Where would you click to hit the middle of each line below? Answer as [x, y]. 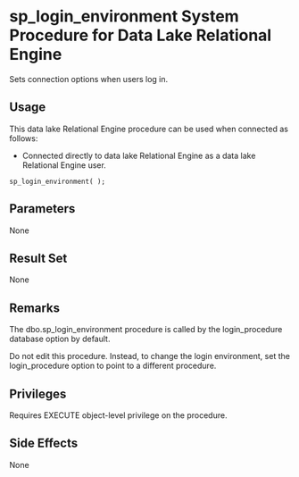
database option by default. [60, 339]
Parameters [42, 209]
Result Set [38, 258]
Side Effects [44, 444]
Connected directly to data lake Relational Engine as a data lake [139, 155]
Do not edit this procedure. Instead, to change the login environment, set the [149, 356]
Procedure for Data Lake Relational [141, 35]
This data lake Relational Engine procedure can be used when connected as [149, 129]
